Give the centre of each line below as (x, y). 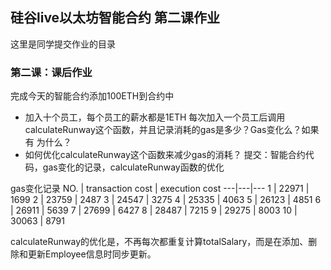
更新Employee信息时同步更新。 (92, 254)
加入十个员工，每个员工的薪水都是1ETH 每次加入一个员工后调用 (155, 117)
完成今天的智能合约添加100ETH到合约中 (92, 96)
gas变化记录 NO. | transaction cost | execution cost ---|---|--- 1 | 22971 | (160, 189)
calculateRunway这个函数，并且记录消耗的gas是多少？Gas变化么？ (163, 130)
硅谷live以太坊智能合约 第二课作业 (115, 18)
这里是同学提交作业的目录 (63, 44)
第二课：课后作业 (51, 72)
